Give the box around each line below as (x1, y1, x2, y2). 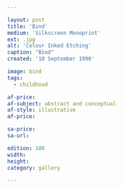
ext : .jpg (7, 36, 36, 43)
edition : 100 (7, 145, 45, 152)
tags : (7, 74, 23, 81)
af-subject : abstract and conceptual (7, 100, 117, 107)
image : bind (7, 68, 42, 75)
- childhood (13, 81, 49, 88)
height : (7, 158, 30, 165)
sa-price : (7, 126, 36, 133)
